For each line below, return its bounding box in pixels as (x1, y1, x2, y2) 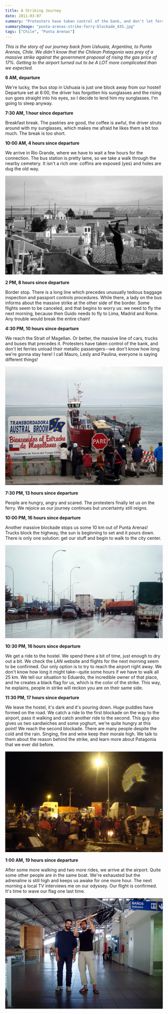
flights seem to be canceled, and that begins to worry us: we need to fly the (5, 305, 161, 311)
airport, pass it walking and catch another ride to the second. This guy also (5, 715, 160, 721)
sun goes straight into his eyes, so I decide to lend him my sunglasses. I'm (5, 95, 158, 101)
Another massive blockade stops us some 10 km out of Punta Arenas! (5, 524, 148, 530)
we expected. (5, 65, 33, 71)
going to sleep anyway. (5, 100, 53, 106)
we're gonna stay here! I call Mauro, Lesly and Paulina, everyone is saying (5, 351, 157, 357)
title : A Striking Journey (5, 8, 61, 13)
